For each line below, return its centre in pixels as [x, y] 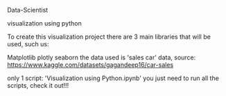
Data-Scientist [28, 10]
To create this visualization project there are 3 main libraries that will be [109, 37]
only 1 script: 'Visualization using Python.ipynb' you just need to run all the [113, 78]
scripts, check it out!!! [38, 85]
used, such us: [28, 44]
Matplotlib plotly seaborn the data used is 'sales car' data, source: [102, 57]
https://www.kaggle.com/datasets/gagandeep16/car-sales [90, 65]
